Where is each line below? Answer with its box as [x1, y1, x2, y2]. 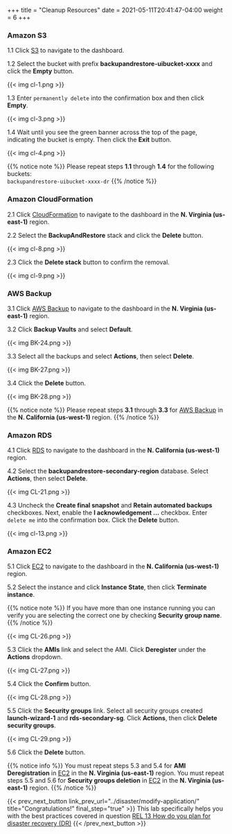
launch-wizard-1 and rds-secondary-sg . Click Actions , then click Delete [7, 714, 217, 722]
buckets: [7, 170, 33, 178]
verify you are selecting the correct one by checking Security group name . [7, 611, 222, 620]
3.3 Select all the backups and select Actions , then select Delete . [7, 351, 195, 360]
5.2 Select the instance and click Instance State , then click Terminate [7, 583, 207, 591]
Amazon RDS [7, 430, 53, 440]
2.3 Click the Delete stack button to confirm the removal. [7, 258, 170, 266]
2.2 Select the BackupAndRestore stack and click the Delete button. [7, 231, 204, 239]
